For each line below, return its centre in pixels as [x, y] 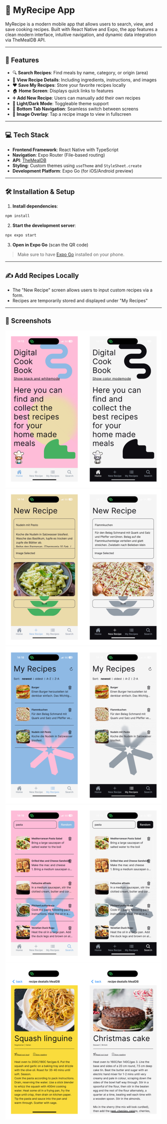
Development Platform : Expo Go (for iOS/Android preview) [73, 171]
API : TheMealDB [29, 160]
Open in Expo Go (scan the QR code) [50, 245]
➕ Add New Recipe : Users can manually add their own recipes [76, 98]
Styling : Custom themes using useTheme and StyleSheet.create [77, 165]
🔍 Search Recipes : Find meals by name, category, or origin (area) [80, 72]
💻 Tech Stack [27, 135]
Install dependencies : [35, 206]
